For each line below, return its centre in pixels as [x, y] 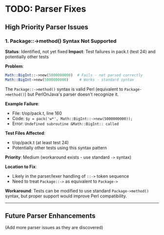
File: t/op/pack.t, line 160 [37, 113]
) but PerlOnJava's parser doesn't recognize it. [72, 94]
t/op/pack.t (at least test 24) [41, 142]
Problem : [14, 66]
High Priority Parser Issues [47, 27]
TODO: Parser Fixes [46, 9]
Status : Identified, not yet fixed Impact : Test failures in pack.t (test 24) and [80, 51]
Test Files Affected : [25, 133]
